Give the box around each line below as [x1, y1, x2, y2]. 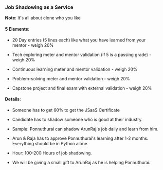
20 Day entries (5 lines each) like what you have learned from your [12, 37, 146, 43]
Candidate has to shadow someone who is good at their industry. [12, 116, 143, 122]
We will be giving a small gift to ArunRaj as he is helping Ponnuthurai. [12, 159, 151, 165]
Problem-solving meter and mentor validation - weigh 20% [12, 76, 130, 81]
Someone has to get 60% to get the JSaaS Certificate [12, 107, 120, 113]
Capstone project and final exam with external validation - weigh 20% [12, 85, 152, 91]
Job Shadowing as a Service [5, 4, 73, 11]
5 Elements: [5, 26, 30, 32]
